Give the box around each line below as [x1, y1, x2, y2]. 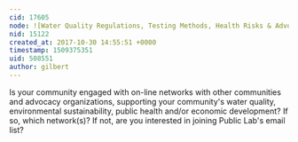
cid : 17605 [9, 12, 50, 22]
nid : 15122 [9, 29, 50, 38]
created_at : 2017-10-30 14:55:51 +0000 [9, 37, 157, 47]
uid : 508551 [9, 54, 53, 63]
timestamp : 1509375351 [9, 46, 93, 55]
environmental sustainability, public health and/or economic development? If [9, 106, 288, 116]
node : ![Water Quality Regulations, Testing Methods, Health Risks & [9, 21, 272, 30]
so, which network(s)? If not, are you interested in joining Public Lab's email [9, 114, 286, 125]
